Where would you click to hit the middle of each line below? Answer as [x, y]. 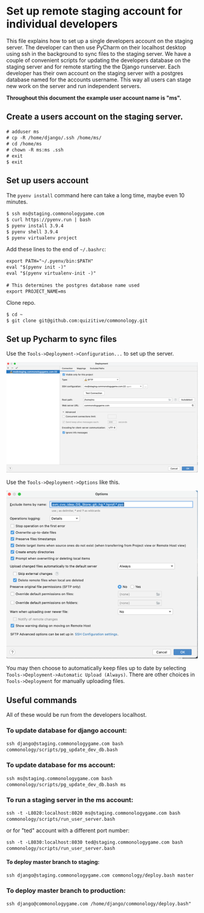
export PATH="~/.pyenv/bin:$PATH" [50, 261]
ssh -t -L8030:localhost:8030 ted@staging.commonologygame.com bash [95, 842]
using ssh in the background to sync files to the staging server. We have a [99, 53]
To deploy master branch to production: [66, 891]
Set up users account [48, 181]
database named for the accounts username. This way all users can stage [99, 80]
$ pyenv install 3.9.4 [35, 226]
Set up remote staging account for [94, 11]
